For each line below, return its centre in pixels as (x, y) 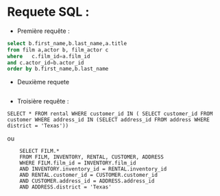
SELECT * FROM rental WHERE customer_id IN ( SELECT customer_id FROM (110, 114)
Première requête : (43, 31)
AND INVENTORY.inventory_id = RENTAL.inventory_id (93, 169)
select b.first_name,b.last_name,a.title (67, 43)
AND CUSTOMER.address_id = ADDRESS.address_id (87, 181)
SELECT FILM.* (39, 151)
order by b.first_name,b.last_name (58, 69)
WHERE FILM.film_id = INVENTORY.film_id (78, 163)
